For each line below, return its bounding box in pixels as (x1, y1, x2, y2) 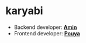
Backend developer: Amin (13, 24, 77, 31)
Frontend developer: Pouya (13, 29, 80, 37)
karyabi (5, 4, 43, 18)
